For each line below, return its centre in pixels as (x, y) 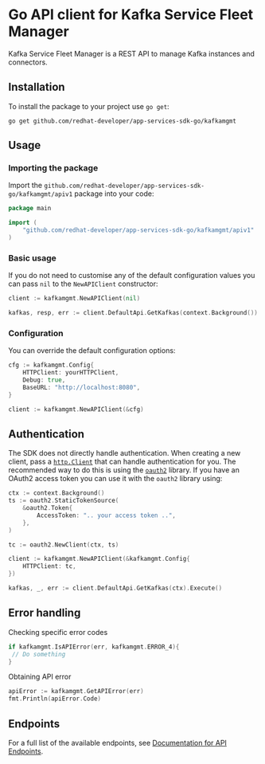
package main (30, 209)
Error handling (45, 613)
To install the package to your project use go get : (89, 106)
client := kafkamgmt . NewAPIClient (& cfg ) (76, 409)
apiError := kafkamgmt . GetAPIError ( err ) (76, 692)
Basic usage (33, 258)
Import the (25, 186)
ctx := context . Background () (57, 493)
